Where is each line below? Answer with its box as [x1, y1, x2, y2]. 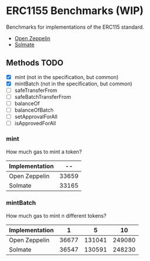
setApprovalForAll [14, 113, 58, 121]
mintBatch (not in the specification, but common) [14, 80, 132, 87]
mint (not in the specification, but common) [14, 73, 118, 80]
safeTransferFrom [14, 87, 57, 94]
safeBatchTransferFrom [14, 93, 71, 100]
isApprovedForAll [14, 120, 57, 127]
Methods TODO [6, 58, 64, 68]
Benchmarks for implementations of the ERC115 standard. [6, 23, 144, 30]
